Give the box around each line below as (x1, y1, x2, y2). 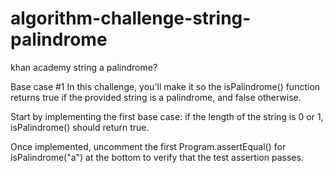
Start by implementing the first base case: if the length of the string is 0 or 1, (10, 110, 324, 122)
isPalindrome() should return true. (10, 121, 150, 133)
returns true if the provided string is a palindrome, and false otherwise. (10, 91, 302, 103)
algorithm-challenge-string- (10, 7, 252, 30)
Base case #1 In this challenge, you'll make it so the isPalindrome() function (10, 80, 321, 92)
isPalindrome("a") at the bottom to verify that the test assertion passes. (10, 151, 304, 163)
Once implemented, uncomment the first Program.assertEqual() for (10, 140, 287, 152)
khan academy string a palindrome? (10, 61, 158, 73)
